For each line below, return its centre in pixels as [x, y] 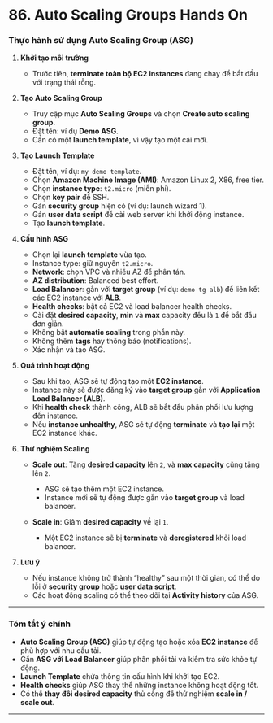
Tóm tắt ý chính [40, 624]
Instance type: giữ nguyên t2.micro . [93, 264]
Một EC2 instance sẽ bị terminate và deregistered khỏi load [145, 538]
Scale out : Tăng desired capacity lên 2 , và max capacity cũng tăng [146, 464]
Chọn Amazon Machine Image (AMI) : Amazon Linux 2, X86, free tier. [148, 180]
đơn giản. [48, 324]
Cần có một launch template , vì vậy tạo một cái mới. [120, 140]
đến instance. [55, 416]
